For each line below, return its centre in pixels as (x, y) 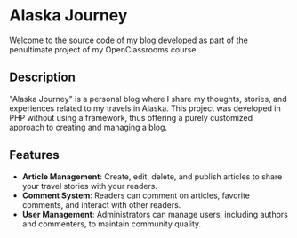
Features (34, 155)
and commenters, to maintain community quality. (112, 224)
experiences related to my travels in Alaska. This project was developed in (145, 108)
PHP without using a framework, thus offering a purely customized (131, 117)
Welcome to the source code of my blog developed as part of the (129, 40)
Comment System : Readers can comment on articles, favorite (136, 195)
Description (42, 78)
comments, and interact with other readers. (101, 204)
